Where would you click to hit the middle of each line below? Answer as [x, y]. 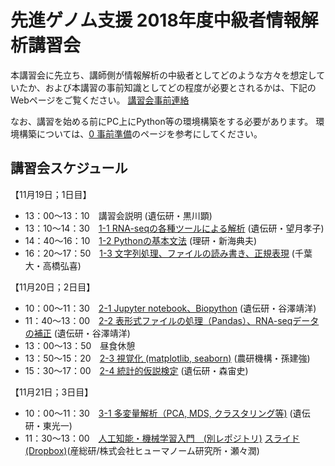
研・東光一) [48, 425]
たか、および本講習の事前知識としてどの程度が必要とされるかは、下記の [167, 87]
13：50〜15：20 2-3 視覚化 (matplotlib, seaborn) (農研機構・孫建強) [167, 358]
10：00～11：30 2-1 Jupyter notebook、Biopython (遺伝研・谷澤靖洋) [170, 308]
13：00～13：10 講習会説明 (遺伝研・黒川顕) [118, 215]
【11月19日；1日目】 [51, 194]
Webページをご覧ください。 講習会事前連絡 [100, 100]
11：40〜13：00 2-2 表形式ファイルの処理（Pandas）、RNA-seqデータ [172, 320]
